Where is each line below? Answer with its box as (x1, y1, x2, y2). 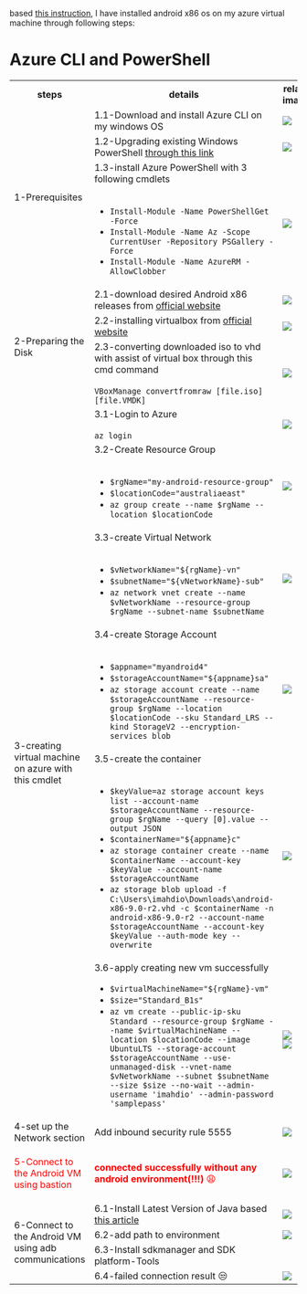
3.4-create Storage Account (94, 627, 217, 640)
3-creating (14, 739, 62, 752)
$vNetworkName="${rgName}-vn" (109, 564, 241, 574)
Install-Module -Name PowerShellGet (109, 205, 270, 216)
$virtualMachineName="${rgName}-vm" (109, 984, 270, 994)
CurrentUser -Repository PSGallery (109, 237, 265, 247)
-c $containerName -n (179, 903, 274, 913)
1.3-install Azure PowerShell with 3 (94, 161, 248, 174)
